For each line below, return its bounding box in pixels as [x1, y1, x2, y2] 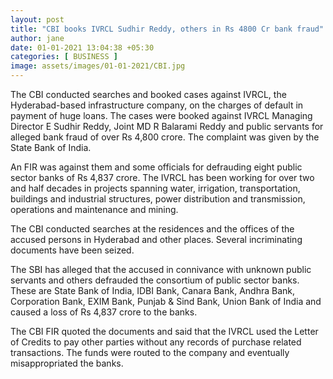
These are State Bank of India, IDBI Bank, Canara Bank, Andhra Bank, [10, 285, 296, 296]
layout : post [10, 14, 65, 25]
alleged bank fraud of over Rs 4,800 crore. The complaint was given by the [10, 131, 320, 143]
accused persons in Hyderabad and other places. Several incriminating [10, 234, 303, 245]
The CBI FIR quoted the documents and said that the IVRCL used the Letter [10, 326, 319, 337]
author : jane [10, 33, 65, 43]
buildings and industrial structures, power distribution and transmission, [10, 193, 306, 205]
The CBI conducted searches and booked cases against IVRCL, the [10, 89, 287, 100]
